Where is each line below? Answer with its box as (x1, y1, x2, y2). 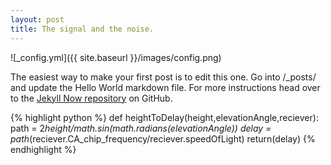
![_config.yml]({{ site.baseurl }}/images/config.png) (10, 51, 222, 63)
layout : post (10, 14, 65, 25)
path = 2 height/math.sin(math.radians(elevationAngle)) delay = (10, 122, 272, 134)
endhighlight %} (10, 143, 77, 155)
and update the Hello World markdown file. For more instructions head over (10, 81, 321, 93)
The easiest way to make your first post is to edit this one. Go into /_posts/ (10, 71, 317, 83)
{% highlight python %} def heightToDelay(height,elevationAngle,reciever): (10, 111, 319, 123)
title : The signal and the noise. (10, 24, 155, 34)
